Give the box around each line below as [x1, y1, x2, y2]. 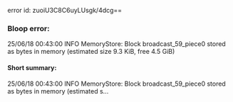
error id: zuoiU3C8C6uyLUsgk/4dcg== [7, 6, 123, 14]
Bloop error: [7, 23, 50, 33]
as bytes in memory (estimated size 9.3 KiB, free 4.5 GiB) [7, 47, 175, 56]
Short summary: [7, 63, 57, 72]
